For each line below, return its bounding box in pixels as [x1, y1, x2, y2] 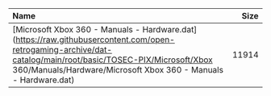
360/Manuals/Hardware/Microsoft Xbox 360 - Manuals [12, 65, 224, 75]
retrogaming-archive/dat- [12, 44, 113, 55]
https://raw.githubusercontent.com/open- [15, 34, 175, 45]
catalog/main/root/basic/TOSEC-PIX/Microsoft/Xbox [12, 54, 213, 65]
